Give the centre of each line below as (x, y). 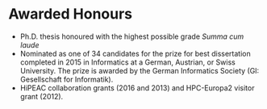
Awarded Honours (71, 14)
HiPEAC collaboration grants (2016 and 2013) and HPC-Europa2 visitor (137, 88)
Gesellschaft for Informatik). (67, 79)
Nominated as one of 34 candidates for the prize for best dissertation (136, 53)
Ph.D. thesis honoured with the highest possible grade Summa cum (132, 36)
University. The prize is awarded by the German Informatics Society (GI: (140, 70)
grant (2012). (42, 96)
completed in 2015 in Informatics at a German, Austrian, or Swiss (127, 62)
